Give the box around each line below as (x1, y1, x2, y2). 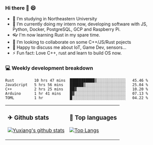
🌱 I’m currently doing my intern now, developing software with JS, (12, 21, 148, 27)
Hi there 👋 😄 (5, 4, 36, 11)
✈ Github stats (7, 114, 49, 122)
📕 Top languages (69, 114, 117, 122)
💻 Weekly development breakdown (5, 65, 93, 72)
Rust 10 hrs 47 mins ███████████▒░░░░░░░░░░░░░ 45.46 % (5, 78, 149, 83)
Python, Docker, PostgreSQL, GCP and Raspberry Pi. (12, 26, 121, 32)
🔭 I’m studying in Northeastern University (12, 16, 97, 22)
